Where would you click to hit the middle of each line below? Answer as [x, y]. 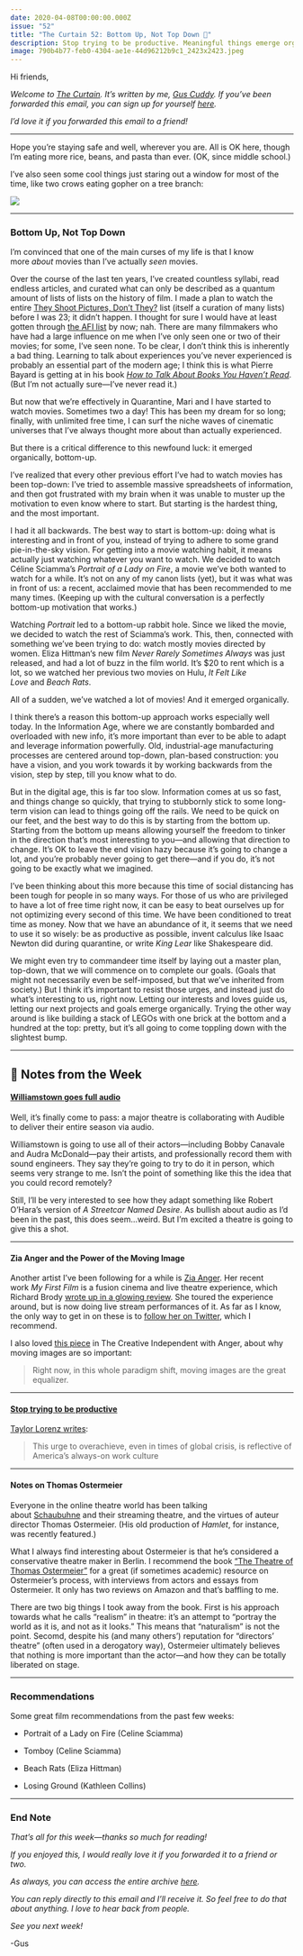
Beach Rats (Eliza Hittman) [72, 1768]
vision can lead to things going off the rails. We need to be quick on [154, 811]
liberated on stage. [45, 1664]
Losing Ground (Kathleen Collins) [85, 1786]
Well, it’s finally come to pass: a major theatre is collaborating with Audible [148, 1117]
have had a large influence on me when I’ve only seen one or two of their [146, 337]
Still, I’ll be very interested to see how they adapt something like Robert [142, 1200]
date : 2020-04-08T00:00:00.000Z [71, 18]
